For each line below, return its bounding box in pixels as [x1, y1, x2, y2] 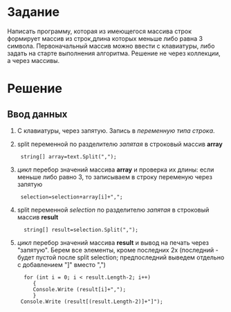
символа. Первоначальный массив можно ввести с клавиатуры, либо [7, 42, 215, 50]
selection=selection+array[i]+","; [20, 193, 123, 201]
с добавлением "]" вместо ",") [17, 260, 106, 268]
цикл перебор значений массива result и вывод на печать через [17, 238, 210, 246]
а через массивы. [7, 56, 60, 64]
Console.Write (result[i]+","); [33, 286, 127, 293]
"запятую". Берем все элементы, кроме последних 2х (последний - [17, 246, 219, 254]
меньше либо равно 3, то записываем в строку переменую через [17, 172, 213, 181]
